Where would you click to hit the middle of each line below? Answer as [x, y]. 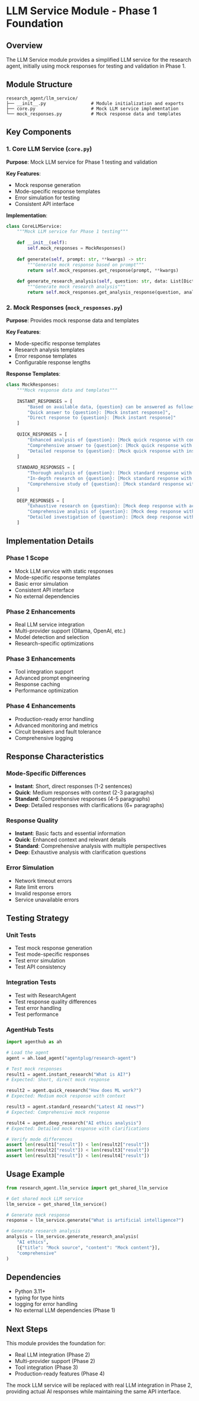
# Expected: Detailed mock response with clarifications [78, 1129]
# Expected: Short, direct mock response [58, 1080]
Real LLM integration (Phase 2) [52, 1355]
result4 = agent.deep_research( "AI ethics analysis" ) [74, 1123]
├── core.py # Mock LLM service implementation [92, 109]
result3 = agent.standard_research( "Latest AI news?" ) [75, 1107]
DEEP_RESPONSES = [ [41, 501]
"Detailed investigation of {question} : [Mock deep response [105, 517]
